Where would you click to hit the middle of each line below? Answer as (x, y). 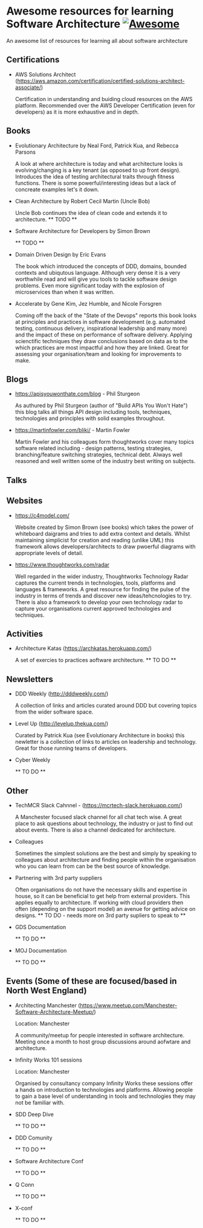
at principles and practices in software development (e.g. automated (100, 321)
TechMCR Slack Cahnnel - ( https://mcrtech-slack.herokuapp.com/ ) (99, 806)
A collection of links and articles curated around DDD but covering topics (106, 706)
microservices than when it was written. (65, 292)
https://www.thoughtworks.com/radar (62, 565)
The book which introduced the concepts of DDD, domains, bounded (101, 266)
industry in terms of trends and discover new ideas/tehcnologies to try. (103, 596)
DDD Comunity (34, 1138)
